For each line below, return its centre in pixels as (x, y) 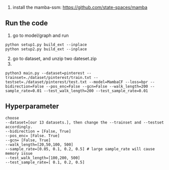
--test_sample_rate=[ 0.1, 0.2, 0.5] (45, 162)
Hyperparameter (32, 107)
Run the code (27, 23)
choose (12, 118)
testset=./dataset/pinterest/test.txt (46, 82)
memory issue (19, 153)
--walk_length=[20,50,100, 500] (39, 144)
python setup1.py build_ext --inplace (46, 45)
